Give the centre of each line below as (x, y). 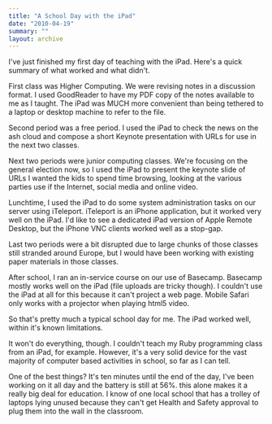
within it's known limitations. (56, 328)
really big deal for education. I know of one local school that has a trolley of (134, 394)
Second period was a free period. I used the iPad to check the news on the (134, 128)
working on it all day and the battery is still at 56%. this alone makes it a (128, 385)
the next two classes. (44, 145)
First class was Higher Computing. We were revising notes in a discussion (132, 86)
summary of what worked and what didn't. (79, 71)
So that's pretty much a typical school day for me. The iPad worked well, (130, 319)
